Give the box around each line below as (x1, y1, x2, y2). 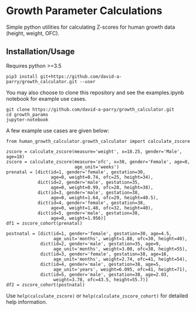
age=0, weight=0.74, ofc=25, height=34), (50, 174, 154, 180)
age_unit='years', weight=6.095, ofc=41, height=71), (53, 266, 188, 272)
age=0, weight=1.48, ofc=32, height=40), (50, 205, 154, 211)
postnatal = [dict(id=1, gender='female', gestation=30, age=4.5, (6, 230, 172, 237)
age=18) (6, 153, 25, 159)
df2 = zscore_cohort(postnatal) (6, 282, 85, 288)
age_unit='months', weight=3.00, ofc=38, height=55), (53, 246, 188, 252)
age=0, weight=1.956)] (50, 215, 107, 221)
